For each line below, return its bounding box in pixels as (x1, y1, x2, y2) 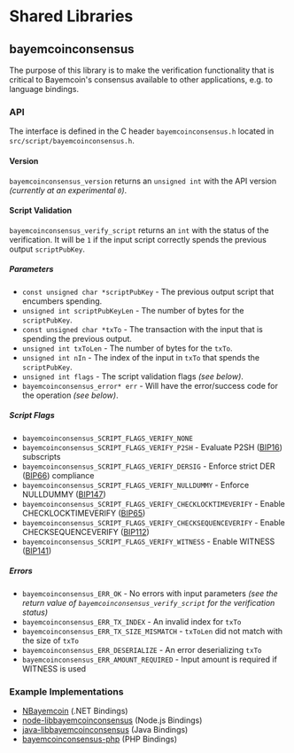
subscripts (21, 451, 61, 462)
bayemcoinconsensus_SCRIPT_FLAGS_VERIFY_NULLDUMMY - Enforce (21, 479, 250, 490)
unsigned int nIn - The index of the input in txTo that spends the (21, 352, 259, 362)
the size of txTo (21, 635, 80, 646)
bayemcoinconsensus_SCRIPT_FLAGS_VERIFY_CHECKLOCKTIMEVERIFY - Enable (21, 498, 286, 508)
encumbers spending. (21, 295, 103, 307)
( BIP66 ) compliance (21, 470, 95, 480)
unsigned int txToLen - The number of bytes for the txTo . (21, 343, 233, 353)
